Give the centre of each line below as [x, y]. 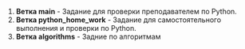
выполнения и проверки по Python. [76, 28]
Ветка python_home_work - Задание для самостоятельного [119, 20]
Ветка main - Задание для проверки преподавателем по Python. [126, 11]
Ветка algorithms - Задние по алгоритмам [88, 36]
